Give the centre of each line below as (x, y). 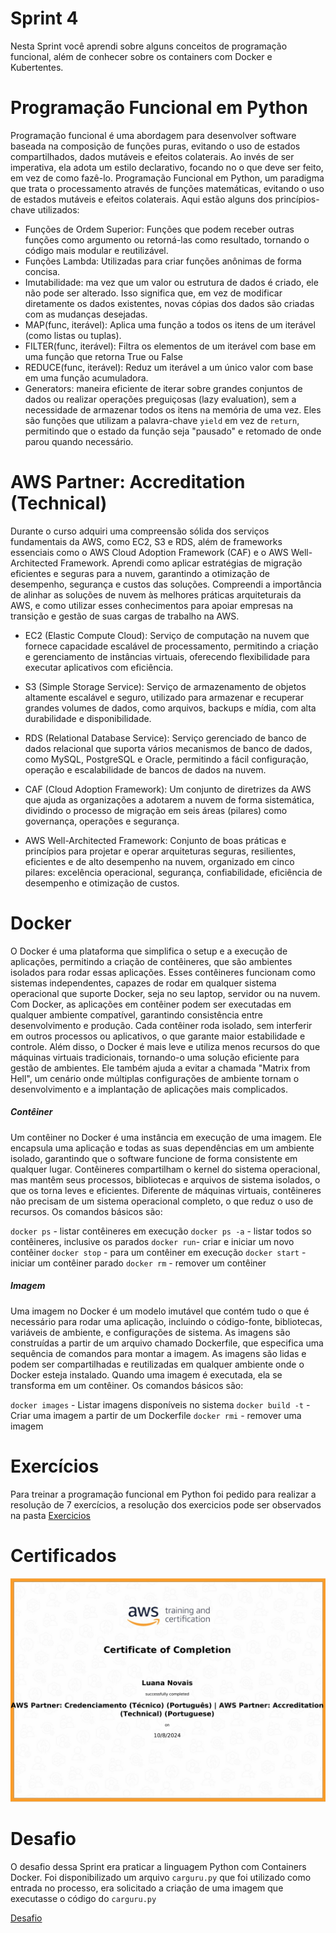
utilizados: (58, 209)
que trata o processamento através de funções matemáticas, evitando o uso (167, 188)
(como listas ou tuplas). (73, 335)
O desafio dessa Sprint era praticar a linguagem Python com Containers (158, 1866)
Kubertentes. (37, 67)
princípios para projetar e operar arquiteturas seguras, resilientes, (160, 851)
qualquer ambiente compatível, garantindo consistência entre (136, 1014)
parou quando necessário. (79, 441)
